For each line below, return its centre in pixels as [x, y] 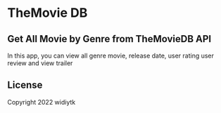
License [25, 85]
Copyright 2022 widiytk [42, 102]
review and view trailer [40, 63]
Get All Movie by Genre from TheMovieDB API [109, 39]
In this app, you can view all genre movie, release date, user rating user [111, 55]
